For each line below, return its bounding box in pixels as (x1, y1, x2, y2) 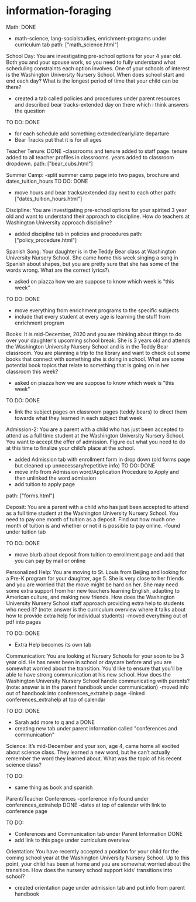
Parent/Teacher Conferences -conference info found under (6, 795, 149, 802)
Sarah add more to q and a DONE (14, 719, 95, 726)
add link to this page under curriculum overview (14, 836, 130, 843)
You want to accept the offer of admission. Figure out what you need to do (6, 438, 185, 445)
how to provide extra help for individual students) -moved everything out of (6, 612, 188, 619)
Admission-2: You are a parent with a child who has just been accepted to (6, 426, 184, 433)
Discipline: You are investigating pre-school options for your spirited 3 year (6, 206, 187, 213)
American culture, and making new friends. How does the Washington (6, 593, 175, 600)
